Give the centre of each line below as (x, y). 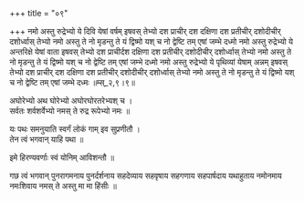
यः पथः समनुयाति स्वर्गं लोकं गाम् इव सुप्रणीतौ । (75, 129)
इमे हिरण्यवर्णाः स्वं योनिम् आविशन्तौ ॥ (62, 157)
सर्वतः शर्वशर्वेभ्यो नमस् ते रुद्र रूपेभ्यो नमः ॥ (70, 111)
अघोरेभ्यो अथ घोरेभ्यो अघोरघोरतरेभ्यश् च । (71, 100)
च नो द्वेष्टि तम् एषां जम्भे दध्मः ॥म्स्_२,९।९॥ (72, 82)
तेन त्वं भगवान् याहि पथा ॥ (47, 139)
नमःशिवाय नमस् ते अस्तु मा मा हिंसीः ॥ (63, 186)
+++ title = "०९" (39, 13)
